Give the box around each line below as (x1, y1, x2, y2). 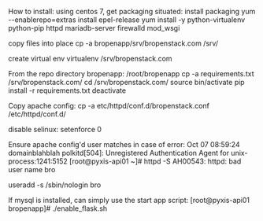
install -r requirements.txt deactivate (8, 86, 127, 95)
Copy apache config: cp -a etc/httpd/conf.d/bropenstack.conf (8, 101, 210, 110)
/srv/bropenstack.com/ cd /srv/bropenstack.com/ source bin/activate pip (8, 78, 246, 87)
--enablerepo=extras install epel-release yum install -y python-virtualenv (8, 15, 246, 24)
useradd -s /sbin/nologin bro (8, 180, 102, 190)
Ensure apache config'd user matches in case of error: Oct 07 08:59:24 (8, 140, 240, 149)
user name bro (8, 165, 56, 174)
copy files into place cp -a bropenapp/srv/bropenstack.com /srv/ (8, 39, 219, 48)
